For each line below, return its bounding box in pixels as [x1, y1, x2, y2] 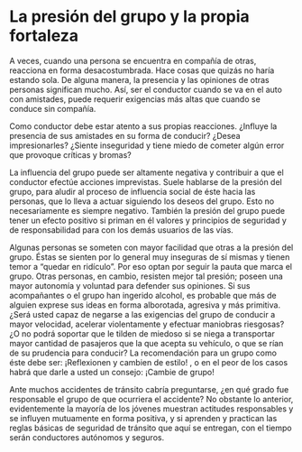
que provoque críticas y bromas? [9, 149, 133, 160]
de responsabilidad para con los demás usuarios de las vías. [9, 224, 234, 235]
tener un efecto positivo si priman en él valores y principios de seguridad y [9, 215, 287, 226]
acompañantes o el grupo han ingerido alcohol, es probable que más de [9, 290, 277, 300]
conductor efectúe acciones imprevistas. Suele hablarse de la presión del [9, 176, 282, 187]
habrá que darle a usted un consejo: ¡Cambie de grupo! [9, 366, 215, 377]
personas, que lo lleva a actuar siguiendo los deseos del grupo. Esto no [9, 196, 275, 207]
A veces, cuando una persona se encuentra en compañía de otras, [9, 55, 257, 66]
